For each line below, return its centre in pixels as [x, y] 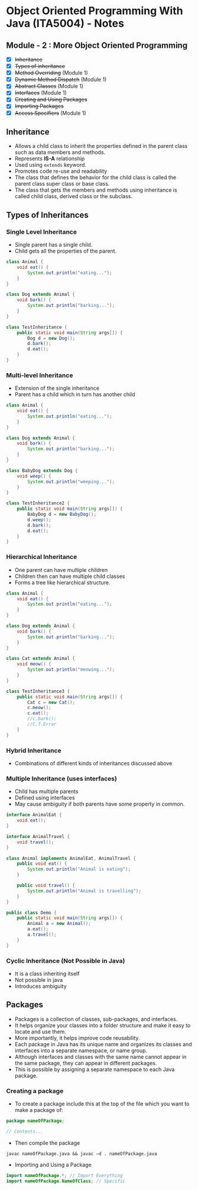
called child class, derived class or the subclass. [74, 196]
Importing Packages [39, 106]
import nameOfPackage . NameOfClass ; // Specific [66, 1181]
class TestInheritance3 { [38, 691]
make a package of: [39, 1110]
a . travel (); [42, 934]
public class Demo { [32, 913]
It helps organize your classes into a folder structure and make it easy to [103, 1025]
